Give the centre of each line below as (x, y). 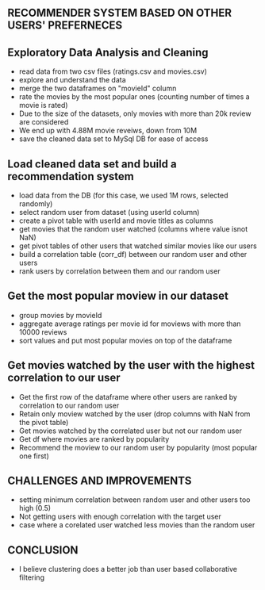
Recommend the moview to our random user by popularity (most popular (138, 447)
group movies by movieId (60, 315)
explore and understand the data (72, 80)
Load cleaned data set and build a (92, 164)
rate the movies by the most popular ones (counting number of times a (134, 97)
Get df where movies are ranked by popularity (94, 439)
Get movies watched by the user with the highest (131, 365)
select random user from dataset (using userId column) (109, 213)
